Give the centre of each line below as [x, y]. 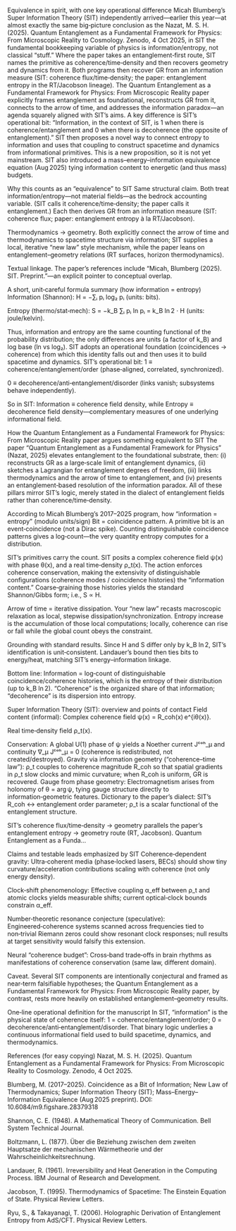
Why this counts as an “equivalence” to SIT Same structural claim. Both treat [118, 189]
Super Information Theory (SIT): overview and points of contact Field [107, 709]
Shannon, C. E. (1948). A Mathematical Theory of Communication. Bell [109, 1121]
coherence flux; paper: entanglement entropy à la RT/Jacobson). [101, 219]
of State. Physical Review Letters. [56, 1199]
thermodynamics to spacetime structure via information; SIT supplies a [110, 240]
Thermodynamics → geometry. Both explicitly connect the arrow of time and [118, 232]
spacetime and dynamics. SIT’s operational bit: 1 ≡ [80, 362]
